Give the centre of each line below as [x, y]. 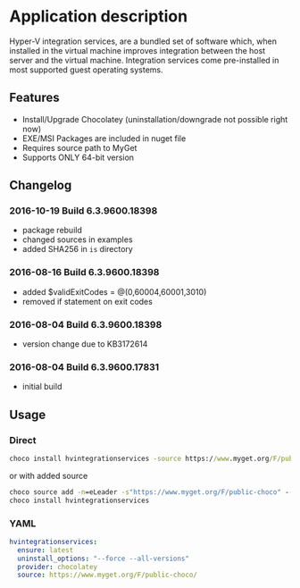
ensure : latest [46, 550]
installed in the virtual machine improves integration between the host [137, 50]
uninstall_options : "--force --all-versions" [104, 559]
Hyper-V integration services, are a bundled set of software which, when [143, 41]
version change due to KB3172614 [85, 344]
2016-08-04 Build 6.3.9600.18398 [86, 324]
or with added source [49, 475]
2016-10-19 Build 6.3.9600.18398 [83, 211]
